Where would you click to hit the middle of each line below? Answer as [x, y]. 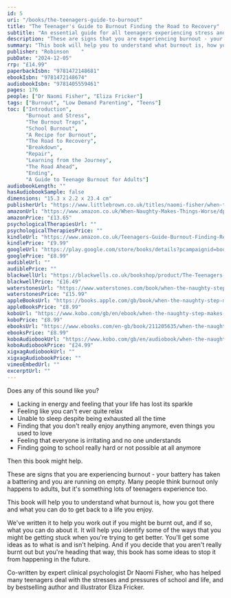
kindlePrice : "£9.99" [38, 243]
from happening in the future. [49, 559]
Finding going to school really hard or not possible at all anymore [109, 448]
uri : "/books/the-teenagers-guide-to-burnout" [75, 20]
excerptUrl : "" [29, 371]
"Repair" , [39, 154]
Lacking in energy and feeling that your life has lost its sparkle [105, 404]
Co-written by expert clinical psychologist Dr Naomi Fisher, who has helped [114, 572]
